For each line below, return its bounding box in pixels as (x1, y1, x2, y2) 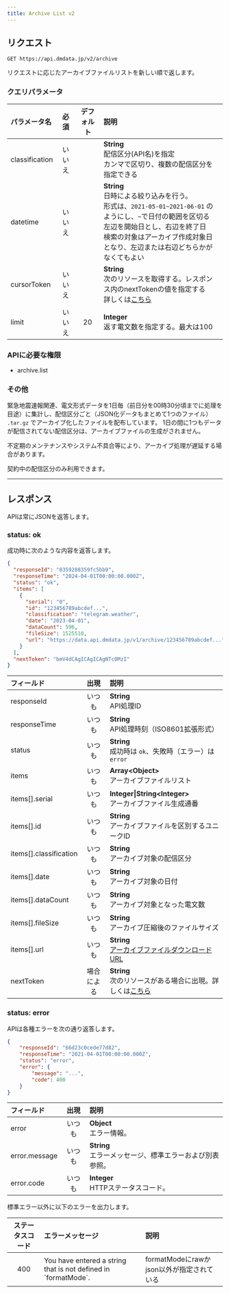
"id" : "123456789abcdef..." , (25, 605, 109, 611)
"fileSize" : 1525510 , (25, 631, 88, 637)
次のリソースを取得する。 (103, 274, 186, 283)
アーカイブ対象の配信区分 (109, 854, 192, 863)
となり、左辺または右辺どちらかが (103, 242, 214, 252)
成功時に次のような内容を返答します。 (7, 546, 115, 555)
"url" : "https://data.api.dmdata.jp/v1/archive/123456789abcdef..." (25, 636, 225, 644)
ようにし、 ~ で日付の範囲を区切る (103, 212, 210, 221)
